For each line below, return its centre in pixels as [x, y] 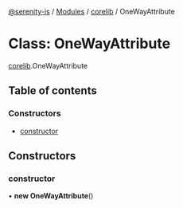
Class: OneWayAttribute [90, 44]
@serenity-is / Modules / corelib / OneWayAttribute [91, 12]
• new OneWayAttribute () [51, 196]
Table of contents [53, 91]
